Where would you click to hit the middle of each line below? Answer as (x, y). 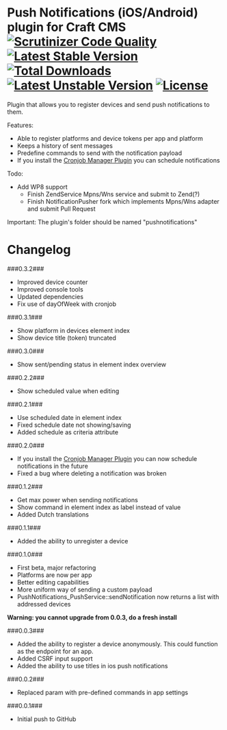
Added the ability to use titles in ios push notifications (92, 666)
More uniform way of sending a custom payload (84, 589)
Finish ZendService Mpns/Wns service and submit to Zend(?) (113, 194)
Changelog (39, 250)
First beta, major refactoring (56, 567)
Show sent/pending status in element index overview (92, 364)
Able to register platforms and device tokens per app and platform (110, 138)
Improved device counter (52, 282)
